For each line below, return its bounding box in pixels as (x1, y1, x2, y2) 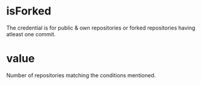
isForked (6, 4, 52, 18)
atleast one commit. (6, 30, 56, 37)
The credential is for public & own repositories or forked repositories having (6, 24, 196, 31)
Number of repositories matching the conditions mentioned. (6, 71, 156, 79)
